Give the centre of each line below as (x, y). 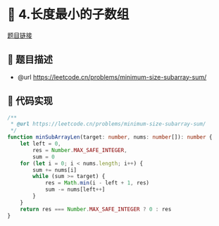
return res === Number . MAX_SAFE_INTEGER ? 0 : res (96, 209)
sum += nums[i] (55, 170)
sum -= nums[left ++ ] (75, 190)
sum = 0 (44, 157)
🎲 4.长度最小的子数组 (68, 14)
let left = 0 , (40, 144)
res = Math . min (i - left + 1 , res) (97, 183)
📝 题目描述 (30, 59)
